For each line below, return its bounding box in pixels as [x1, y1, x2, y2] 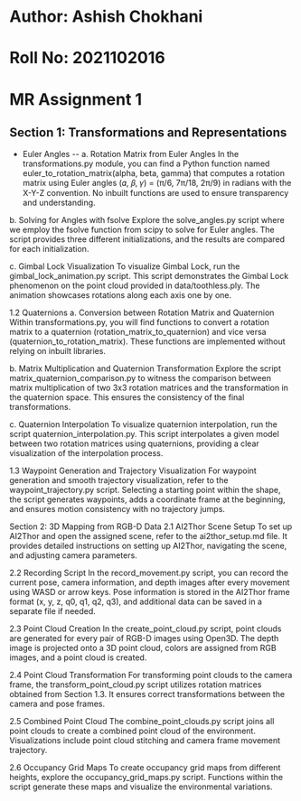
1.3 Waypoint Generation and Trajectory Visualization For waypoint [9, 465, 258, 476]
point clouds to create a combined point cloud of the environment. [9, 725, 256, 737]
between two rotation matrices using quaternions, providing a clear [9, 438, 259, 449]
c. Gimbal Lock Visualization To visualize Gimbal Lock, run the [9, 261, 240, 272]
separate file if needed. [9, 606, 97, 617]
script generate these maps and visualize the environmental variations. [9, 781, 273, 792]
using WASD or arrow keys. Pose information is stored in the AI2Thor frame [9, 587, 291, 598]
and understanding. [22, 197, 97, 209]
